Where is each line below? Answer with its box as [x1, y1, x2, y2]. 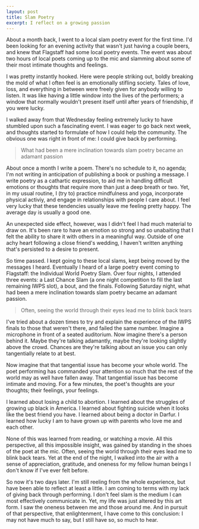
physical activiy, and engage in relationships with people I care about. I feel [6, 196, 190, 203]
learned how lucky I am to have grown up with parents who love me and [6, 418, 182, 425]
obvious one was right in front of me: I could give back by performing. [6, 135, 178, 142]
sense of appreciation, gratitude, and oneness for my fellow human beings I [6, 460, 191, 468]
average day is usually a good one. [6, 209, 91, 216]
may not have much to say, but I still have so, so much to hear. [6, 516, 159, 524]
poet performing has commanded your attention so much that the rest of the [6, 368, 193, 375]
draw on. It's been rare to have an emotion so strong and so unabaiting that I [6, 227, 194, 234]
